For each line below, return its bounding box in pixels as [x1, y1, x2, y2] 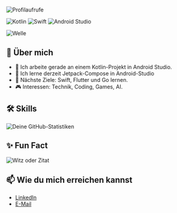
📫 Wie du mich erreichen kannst [6, 175, 133, 185]
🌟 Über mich [6, 47, 53, 58]
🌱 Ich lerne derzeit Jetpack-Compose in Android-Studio [15, 70, 155, 77]
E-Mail [15, 200, 32, 208]
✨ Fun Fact [6, 140, 48, 151]
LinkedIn [15, 194, 37, 201]
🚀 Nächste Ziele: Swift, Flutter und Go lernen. [15, 76, 129, 83]
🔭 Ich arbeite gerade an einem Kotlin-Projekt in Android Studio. [15, 64, 172, 70]
